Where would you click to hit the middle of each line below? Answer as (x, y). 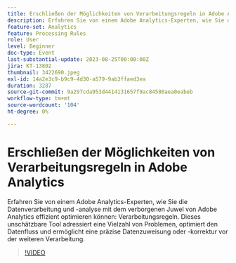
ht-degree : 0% (28, 112)
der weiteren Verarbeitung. (46, 238)
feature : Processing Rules (47, 33)
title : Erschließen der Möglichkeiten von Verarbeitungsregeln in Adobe (116, 14)
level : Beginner (31, 46)
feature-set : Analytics (42, 27)
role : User (23, 40)
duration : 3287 (29, 86)
